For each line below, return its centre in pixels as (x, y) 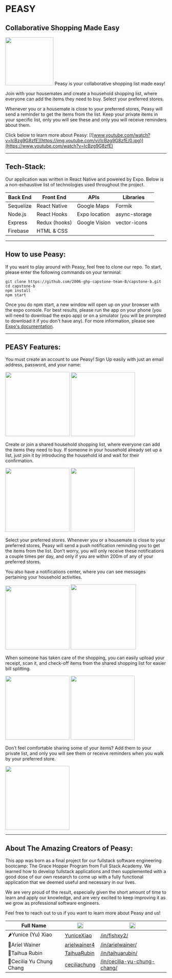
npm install (18, 290)
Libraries (134, 197)
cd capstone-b (20, 286)
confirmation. (19, 461)
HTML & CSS (52, 231)
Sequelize (20, 206)
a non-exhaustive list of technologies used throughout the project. (75, 184)
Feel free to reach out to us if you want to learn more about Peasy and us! (83, 913)
